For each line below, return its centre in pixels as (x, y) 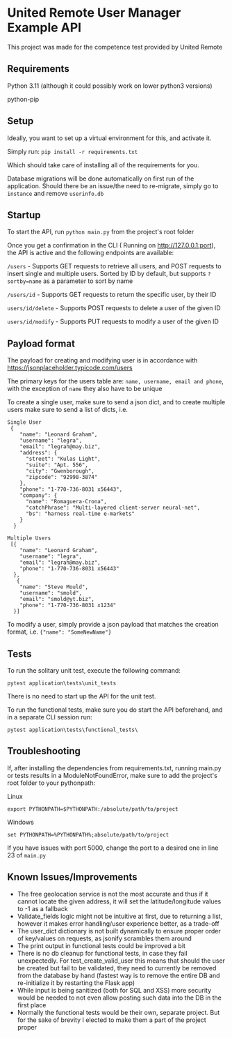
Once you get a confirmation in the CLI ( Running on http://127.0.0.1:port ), (111, 245)
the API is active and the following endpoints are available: (91, 253)
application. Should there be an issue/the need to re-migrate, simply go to (113, 185)
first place (32, 1005)
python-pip (23, 99)
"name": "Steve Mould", (54, 587)
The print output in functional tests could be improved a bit (101, 945)
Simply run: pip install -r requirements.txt (73, 151)
